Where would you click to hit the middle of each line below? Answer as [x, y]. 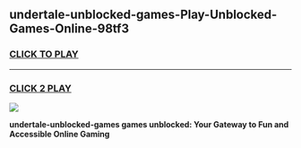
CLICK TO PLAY [44, 55]
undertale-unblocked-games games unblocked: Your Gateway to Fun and [149, 124]
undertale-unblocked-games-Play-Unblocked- [143, 15]
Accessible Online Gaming [60, 134]
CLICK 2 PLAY [40, 88]
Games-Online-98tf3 [69, 29]
